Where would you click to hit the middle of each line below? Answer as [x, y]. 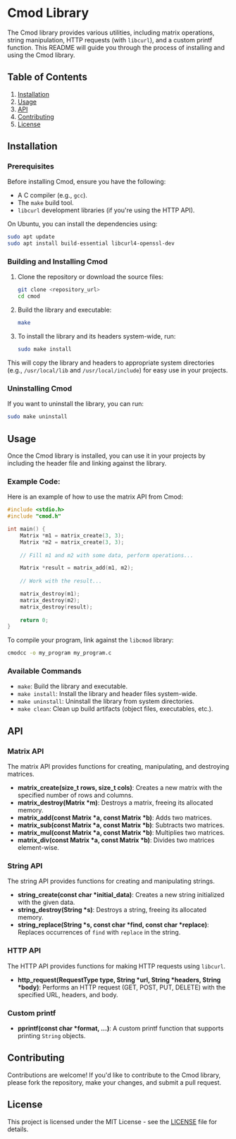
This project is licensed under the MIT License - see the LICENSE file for [112, 1121]
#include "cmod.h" [34, 516]
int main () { [26, 529]
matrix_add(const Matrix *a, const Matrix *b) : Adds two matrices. [115, 818]
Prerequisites [31, 166]
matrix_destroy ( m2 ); [50, 600]
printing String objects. [51, 1036]
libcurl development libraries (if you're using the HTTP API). [106, 210]
